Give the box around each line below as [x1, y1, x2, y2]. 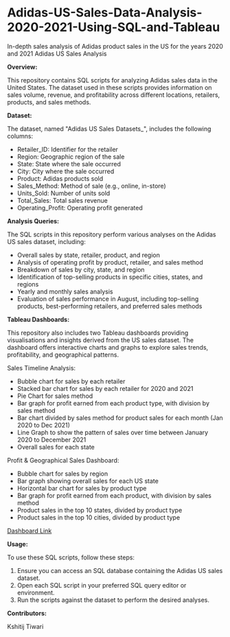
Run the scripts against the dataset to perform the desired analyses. [16, 596, 209, 604]
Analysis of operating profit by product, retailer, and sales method [16, 258, 204, 266]
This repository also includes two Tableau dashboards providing [7, 328, 189, 337]
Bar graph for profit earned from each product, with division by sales [16, 491, 211, 500]
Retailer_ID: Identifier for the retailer [16, 145, 119, 153]
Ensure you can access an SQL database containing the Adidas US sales [16, 566, 223, 574]
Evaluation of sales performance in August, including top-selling [16, 294, 199, 303]
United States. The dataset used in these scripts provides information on [7, 83, 212, 91]
